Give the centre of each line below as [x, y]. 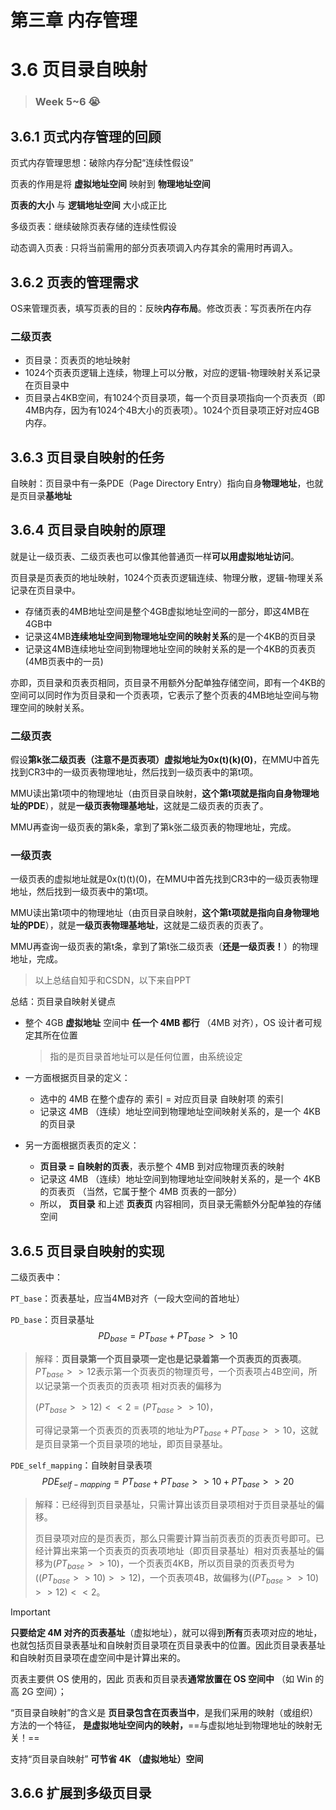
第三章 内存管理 [74, 20]
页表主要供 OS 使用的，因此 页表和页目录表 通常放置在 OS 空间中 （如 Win [161, 1678]
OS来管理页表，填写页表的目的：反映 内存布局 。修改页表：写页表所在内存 [161, 308]
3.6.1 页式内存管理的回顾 [86, 136]
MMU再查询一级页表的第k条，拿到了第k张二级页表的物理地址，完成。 [153, 827]
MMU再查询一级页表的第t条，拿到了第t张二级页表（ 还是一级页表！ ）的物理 [164, 947]
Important [30, 1612]
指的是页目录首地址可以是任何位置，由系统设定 [146, 1057]
